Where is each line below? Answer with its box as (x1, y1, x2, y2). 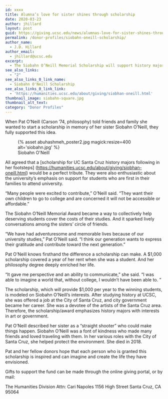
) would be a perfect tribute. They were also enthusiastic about (26, 170, 156, 175)
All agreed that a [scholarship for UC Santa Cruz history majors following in (5, 159, 160, 165)
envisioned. (5, 359, 29, 365)
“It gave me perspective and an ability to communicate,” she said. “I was (5, 271, 154, 277)
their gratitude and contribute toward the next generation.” (5, 241, 126, 247)
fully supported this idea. (5, 129, 56, 135)
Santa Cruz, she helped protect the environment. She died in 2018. (5, 338, 142, 344)
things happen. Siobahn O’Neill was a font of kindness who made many (5, 328, 152, 334)
